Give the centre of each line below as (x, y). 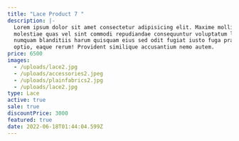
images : (19, 61)
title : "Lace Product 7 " (46, 14)
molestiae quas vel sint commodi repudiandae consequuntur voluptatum (121, 34)
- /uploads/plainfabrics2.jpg (58, 80)
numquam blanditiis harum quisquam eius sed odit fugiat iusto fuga (117, 41)
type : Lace (23, 93)
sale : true (23, 107)
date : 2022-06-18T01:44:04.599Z (55, 126)
